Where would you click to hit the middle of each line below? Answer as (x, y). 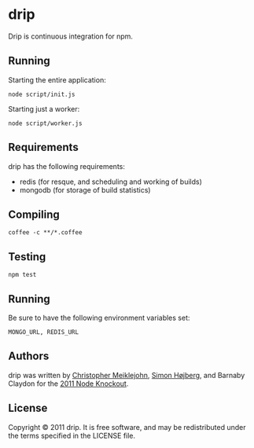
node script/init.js (42, 94)
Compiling (34, 214)
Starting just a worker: (44, 108)
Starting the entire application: (57, 79)
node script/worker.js (45, 123)
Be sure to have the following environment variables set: (99, 318)
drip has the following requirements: (67, 166)
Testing (27, 257)
